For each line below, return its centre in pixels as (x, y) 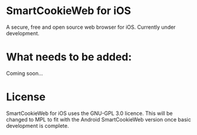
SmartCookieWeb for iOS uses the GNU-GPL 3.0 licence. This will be (89, 113)
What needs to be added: (69, 57)
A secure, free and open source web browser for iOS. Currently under (91, 27)
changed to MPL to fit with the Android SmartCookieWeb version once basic (99, 119)
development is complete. (37, 126)
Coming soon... (24, 73)
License (26, 97)
